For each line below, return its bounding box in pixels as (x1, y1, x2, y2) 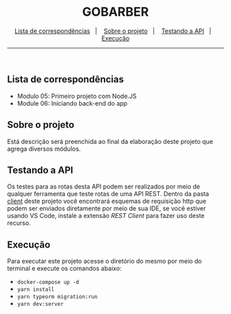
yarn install (16, 286, 55, 293)
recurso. (7, 219, 31, 227)
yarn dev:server (16, 301, 64, 308)
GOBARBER (82, 4, 149, 20)
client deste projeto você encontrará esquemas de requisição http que (7, 197, 206, 206)
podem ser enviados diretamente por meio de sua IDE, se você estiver (7, 204, 206, 213)
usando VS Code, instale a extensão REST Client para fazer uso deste (7, 212, 205, 220)
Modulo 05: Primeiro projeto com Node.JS (16, 92, 137, 100)
